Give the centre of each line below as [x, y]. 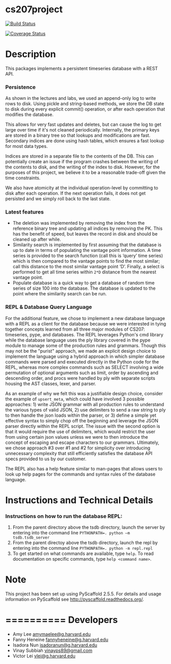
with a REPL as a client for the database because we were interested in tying [86, 324]
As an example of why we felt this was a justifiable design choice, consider [84, 393]
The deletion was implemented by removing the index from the [79, 223]
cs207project [34, 9]
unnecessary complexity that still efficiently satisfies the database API [79, 453]
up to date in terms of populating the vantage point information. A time [87, 250]
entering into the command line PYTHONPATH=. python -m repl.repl [83, 548]
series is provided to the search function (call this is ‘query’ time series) [88, 256]
